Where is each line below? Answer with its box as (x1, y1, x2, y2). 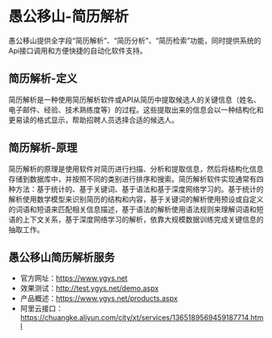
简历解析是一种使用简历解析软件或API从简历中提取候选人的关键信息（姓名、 (8, 95, 261, 104)
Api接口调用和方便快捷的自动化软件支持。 (8, 45, 147, 55)
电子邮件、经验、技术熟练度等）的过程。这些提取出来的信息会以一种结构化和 (8, 104, 264, 114)
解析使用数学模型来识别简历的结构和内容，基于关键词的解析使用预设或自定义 (8, 194, 264, 204)
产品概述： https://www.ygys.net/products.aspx (19, 294, 178, 303)
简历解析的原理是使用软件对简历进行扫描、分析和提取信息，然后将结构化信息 (8, 163, 264, 174)
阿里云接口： (19, 304, 63, 314)
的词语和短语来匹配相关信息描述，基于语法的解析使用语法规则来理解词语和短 (8, 204, 264, 214)
